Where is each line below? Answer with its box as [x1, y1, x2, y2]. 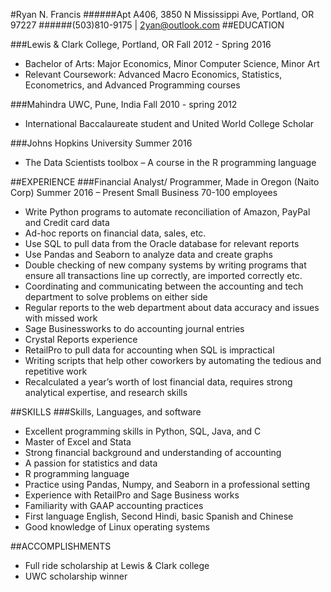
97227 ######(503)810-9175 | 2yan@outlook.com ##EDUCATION [10, 19, 285, 31]
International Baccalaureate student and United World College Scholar [24, 118, 315, 129]
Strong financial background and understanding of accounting [24, 447, 282, 458]
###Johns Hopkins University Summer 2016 [10, 137, 193, 149]
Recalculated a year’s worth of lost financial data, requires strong [24, 376, 293, 388]
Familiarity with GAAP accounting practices [24, 500, 204, 511]
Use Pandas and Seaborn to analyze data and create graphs [24, 249, 273, 260]
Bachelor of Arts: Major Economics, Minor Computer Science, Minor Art [24, 58, 320, 69]
